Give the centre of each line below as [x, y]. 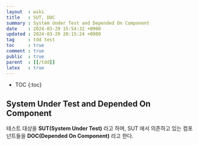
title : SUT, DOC [31, 17]
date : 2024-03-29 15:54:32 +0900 [54, 29]
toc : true [25, 46]
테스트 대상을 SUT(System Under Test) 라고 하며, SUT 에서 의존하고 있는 [94, 128]
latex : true [25, 68]
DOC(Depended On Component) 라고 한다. [80, 136]
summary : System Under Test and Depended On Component [78, 23]
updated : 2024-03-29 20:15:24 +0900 [54, 34]
